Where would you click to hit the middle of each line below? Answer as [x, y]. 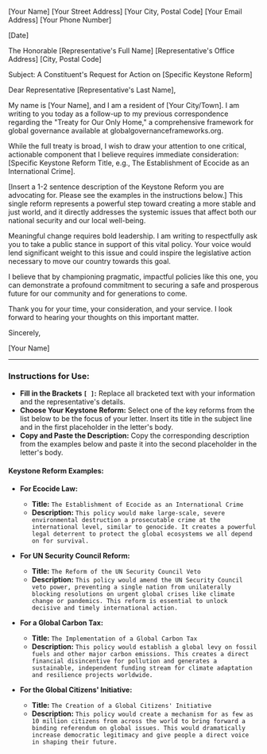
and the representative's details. [72, 402]
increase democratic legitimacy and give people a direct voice [140, 735]
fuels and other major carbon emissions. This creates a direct [140, 654]
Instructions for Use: [49, 376]
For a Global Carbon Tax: [61, 622]
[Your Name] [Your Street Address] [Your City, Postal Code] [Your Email [125, 12]
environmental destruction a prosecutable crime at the [126, 520]
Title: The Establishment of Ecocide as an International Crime [137, 504]
